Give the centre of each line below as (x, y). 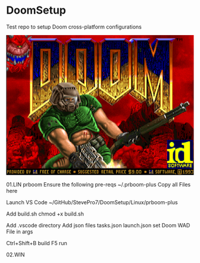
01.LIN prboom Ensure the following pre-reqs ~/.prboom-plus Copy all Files (99, 185)
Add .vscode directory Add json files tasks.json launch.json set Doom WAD (98, 226)
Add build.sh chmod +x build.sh (45, 214)
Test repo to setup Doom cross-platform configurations (74, 27)
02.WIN (15, 255)
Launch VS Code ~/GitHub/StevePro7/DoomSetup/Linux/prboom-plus (92, 202)
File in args (20, 232)
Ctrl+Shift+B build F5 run (37, 243)
